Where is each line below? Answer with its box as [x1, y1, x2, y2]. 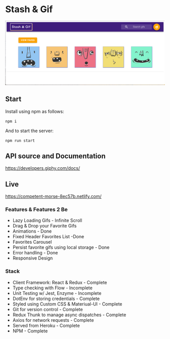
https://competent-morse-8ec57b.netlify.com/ [5, 194, 102, 200]
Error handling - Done [12, 250, 58, 256]
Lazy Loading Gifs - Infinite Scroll [12, 217, 82, 223]
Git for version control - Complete [12, 306, 83, 312]
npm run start [5, 138, 35, 143]
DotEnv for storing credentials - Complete [12, 295, 100, 302]
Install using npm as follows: [5, 108, 64, 115]
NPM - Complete [12, 328, 48, 334]
